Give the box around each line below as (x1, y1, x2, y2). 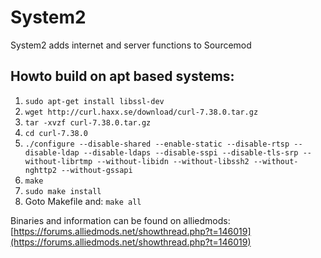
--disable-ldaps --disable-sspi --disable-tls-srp (83, 147, 299, 158)
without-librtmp (24, 156, 93, 166)
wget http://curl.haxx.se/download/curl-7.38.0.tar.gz (24, 107, 259, 117)
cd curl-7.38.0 (24, 128, 89, 138)
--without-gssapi (61, 165, 133, 175)
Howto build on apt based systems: (10, 68, 235, 85)
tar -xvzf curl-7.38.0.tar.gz (24, 117, 152, 128)
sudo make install (24, 186, 102, 196)
